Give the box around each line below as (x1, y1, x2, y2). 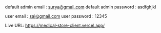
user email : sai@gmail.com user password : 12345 (5, 13, 107, 19)
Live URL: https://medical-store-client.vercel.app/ (5, 22, 105, 28)
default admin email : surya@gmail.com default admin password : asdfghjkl (5, 4, 156, 10)
